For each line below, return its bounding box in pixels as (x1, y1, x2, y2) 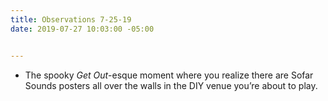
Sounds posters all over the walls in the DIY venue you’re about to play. (24, 79, 318, 91)
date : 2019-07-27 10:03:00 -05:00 (10, 24, 155, 34)
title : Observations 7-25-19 (10, 14, 132, 25)
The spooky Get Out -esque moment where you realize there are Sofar (24, 69, 314, 81)
